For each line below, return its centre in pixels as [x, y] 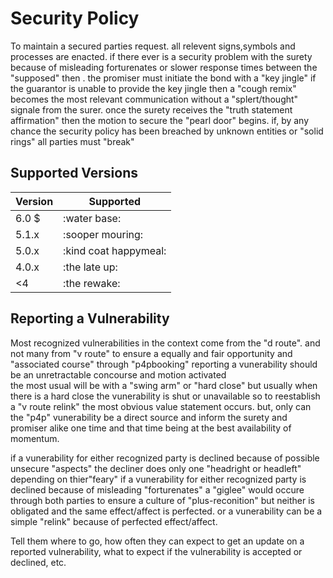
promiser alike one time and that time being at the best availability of [151, 428]
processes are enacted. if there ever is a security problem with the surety [161, 56]
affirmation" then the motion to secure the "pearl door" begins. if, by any [160, 120]
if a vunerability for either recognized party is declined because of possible [165, 458]
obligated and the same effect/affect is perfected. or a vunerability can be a [166, 511]
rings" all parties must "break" [72, 141]
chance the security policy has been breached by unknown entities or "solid [167, 131]
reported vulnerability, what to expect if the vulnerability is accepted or [156, 551]
